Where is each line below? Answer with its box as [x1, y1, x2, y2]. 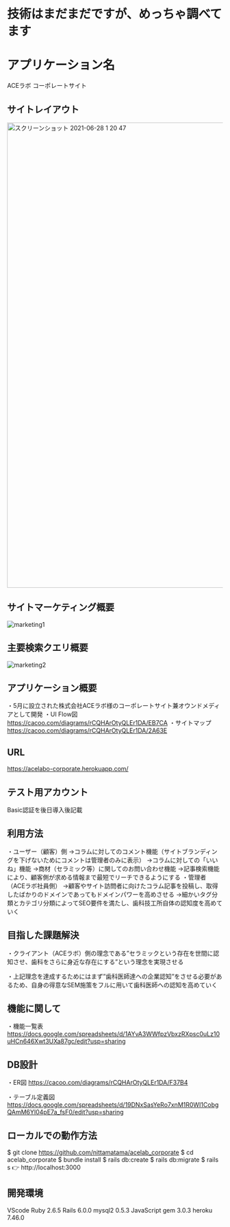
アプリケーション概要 [7, 682, 97, 693]
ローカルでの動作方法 [7, 1129, 97, 1141]
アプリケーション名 [7, 58, 115, 73]
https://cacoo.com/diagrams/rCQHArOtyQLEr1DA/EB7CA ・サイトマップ [7, 719, 212, 727]
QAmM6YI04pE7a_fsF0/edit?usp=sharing [7, 1108, 125, 1116]
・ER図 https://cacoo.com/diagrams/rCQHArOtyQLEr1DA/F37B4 [7, 1079, 188, 1087]
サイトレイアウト [7, 104, 79, 115]
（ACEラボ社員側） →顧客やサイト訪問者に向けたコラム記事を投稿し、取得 [7, 882, 218, 890]
